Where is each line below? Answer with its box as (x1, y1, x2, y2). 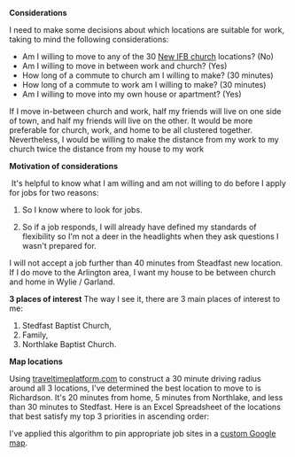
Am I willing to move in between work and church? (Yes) (21, 61, 228, 71)
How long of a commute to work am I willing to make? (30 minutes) (21, 80, 267, 89)
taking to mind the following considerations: (9, 35, 169, 44)
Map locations (9, 356, 64, 367)
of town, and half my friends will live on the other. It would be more (9, 115, 253, 126)
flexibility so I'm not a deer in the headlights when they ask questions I (21, 231, 279, 242)
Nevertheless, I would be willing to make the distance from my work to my (9, 135, 279, 144)
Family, (21, 329, 49, 340)
